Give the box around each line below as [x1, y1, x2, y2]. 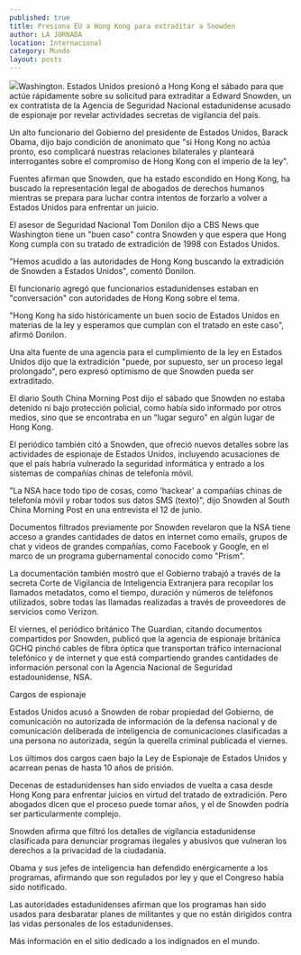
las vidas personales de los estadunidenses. [9, 918, 174, 929]
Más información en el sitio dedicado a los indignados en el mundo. [9, 936, 260, 946]
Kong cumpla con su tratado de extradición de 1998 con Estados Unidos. [9, 239, 280, 249]
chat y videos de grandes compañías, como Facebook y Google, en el [9, 541, 269, 551]
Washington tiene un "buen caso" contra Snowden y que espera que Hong [9, 229, 287, 240]
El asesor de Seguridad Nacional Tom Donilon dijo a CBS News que [9, 220, 260, 230]
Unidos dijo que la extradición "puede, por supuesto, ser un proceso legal [9, 357, 284, 367]
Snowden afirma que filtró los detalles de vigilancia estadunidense [9, 826, 256, 836]
